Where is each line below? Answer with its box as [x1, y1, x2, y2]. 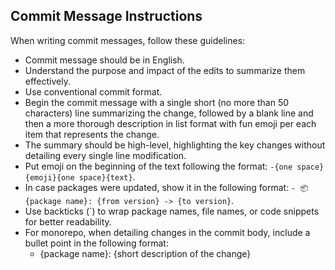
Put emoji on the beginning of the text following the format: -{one [24, 160, 293, 172]
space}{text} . [78, 170, 136, 183]
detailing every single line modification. [24, 149, 187, 161]
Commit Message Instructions [10, 8, 203, 25]
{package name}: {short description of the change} [39, 247, 252, 259]
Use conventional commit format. [24, 85, 163, 98]
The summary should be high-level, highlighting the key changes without [24, 139, 326, 151]
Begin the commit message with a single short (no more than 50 [24, 96, 290, 108]
